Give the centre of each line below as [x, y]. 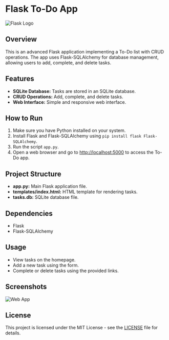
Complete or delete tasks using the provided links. [66, 271]
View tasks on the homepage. [44, 259]
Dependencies [29, 213]
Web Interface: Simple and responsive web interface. [69, 102]
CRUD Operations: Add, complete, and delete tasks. [68, 97]
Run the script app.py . [36, 147]
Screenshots [26, 287]
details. [13, 333]
